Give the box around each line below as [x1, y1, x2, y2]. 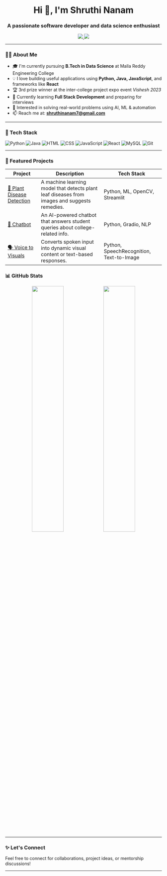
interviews [12, 99, 34, 105]
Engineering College [12, 70, 54, 76]
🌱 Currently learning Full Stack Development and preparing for [12, 94, 142, 100]
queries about [41, 224, 74, 231]
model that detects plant [41, 185, 98, 192]
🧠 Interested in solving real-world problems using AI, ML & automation [12, 104, 156, 110]
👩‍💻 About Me [5, 51, 37, 58]
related [41, 230, 58, 237]
